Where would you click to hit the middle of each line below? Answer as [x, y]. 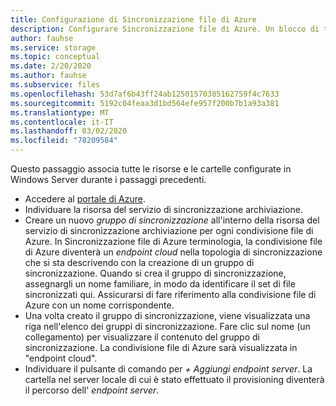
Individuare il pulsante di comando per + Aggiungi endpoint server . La [168, 369]
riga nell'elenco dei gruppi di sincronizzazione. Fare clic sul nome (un [167, 326]
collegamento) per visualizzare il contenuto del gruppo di [142, 337]
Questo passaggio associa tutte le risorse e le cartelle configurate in [151, 169]
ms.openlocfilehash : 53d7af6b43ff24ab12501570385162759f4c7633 [145, 94]
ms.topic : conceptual [55, 57]
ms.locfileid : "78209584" [64, 141]
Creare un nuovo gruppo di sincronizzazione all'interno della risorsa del [172, 220]
